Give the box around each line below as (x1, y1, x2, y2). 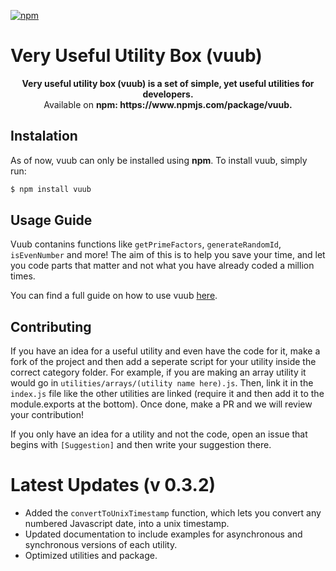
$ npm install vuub (10, 184, 92, 194)
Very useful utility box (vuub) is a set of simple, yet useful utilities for (21, 77, 315, 89)
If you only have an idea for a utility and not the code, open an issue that (10, 428, 308, 440)
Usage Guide (10, 212, 93, 229)
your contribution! (10, 409, 85, 421)
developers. (142, 88, 194, 100)
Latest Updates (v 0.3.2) (10, 474, 217, 497)
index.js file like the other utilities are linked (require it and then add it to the (10, 388, 325, 400)
